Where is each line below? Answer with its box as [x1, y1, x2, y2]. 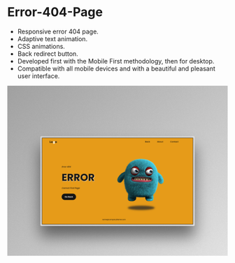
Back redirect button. [17, 50, 78, 58]
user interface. [17, 71, 60, 80]
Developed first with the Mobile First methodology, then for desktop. [17, 57, 215, 65]
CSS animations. [17, 42, 65, 50]
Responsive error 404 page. [17, 27, 99, 36]
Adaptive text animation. [17, 34, 88, 43]
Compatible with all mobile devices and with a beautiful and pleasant [17, 64, 215, 73]
